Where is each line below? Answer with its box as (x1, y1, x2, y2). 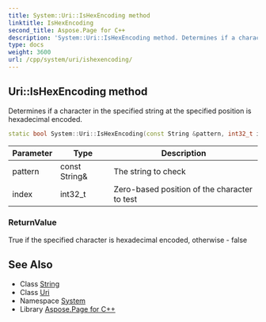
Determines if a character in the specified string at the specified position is (8, 106, 252, 116)
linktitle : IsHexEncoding (8, 19, 93, 27)
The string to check (113, 165, 186, 176)
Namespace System (19, 296, 85, 305)
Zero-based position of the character (113, 184, 253, 195)
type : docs (8, 41, 44, 49)
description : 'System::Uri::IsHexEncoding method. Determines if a (8, 33, 236, 42)
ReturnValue (8, 217, 57, 228)
